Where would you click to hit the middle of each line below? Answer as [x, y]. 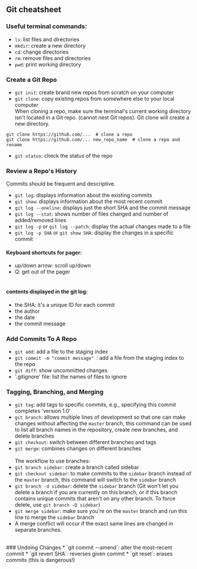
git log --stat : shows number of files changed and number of [91, 214]
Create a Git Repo [31, 80]
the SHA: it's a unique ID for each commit [65, 305]
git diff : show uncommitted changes [61, 370]
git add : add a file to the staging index [61, 351]
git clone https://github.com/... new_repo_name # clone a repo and [93, 140]
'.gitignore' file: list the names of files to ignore [71, 376]
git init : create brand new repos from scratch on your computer [94, 92]
